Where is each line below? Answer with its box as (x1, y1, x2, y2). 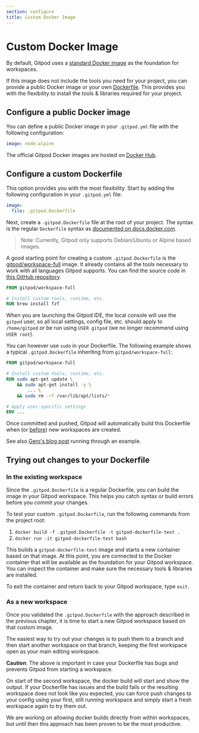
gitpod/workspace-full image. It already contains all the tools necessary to (6, 260, 188, 268)
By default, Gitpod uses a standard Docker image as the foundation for (6, 59, 179, 67)
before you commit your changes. (6, 499, 89, 506)
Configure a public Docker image (6, 107, 131, 117)
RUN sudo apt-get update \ (6, 376, 73, 382)
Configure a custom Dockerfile (6, 169, 123, 179)
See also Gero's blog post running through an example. (6, 438, 141, 445)
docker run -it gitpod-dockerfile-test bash (14, 536, 127, 542)
